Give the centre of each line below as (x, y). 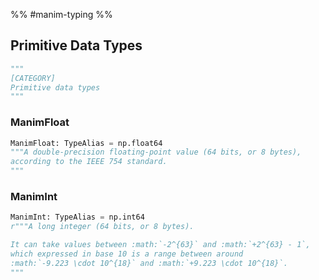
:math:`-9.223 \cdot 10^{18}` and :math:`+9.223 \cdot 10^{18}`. (149, 263)
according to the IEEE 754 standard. (89, 162)
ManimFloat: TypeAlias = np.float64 (86, 143)
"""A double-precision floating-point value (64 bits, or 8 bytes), (156, 152)
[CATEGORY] (33, 78)
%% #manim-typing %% (61, 14)
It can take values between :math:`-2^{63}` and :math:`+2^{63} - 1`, (160, 245)
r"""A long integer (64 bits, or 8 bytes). (102, 227)
